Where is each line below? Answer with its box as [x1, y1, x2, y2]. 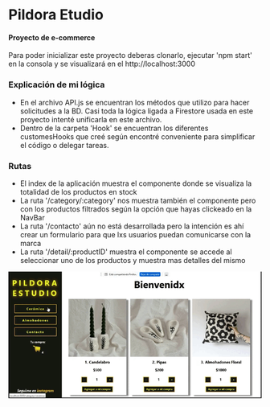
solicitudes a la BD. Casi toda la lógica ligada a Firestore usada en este [19, 106, 254, 116]
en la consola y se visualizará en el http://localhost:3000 [8, 59, 195, 69]
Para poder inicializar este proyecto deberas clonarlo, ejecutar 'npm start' [8, 51, 253, 60]
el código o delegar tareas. [19, 140, 109, 150]
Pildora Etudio [8, 6, 104, 24]
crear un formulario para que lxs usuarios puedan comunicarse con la [19, 229, 252, 239]
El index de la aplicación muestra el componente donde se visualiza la [19, 179, 252, 188]
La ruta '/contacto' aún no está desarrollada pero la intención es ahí [19, 221, 244, 231]
